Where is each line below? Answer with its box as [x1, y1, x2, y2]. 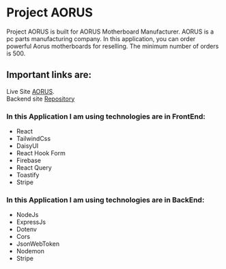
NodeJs [16, 211, 39, 219]
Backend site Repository [6, 94, 75, 103]
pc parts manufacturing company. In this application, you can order [6, 34, 196, 42]
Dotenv [16, 225, 37, 233]
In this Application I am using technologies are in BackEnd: [6, 195, 205, 205]
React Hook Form [16, 149, 66, 157]
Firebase [16, 156, 42, 165]
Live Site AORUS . [6, 87, 55, 95]
